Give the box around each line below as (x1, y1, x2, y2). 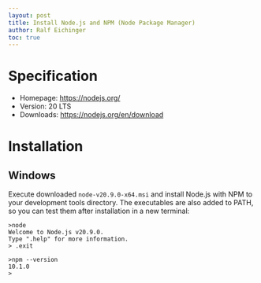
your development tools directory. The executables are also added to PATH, (8, 198, 254, 208)
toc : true (8, 33, 41, 42)
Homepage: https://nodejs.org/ (19, 94, 121, 103)
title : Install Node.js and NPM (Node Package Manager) (8, 19, 196, 27)
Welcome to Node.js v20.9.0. (8, 229, 104, 237)
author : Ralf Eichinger (8, 26, 87, 34)
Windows (8, 168, 56, 182)
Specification (8, 68, 99, 85)
